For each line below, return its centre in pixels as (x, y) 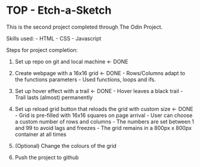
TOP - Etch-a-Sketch (59, 10)
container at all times (41, 134)
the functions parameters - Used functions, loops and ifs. (85, 79)
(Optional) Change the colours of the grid (65, 146)
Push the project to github (47, 157)
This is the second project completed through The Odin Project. (84, 27)
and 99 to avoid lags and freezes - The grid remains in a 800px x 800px (103, 128)
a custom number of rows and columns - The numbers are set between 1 (104, 121)
